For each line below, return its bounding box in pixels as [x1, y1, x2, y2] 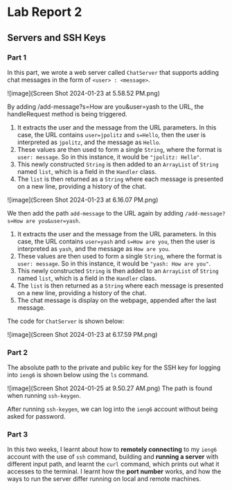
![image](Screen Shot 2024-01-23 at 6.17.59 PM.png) [7, 330, 158, 338]
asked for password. [7, 412, 66, 421]
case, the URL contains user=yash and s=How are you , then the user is [17, 237, 215, 245]
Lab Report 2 [7, 4, 82, 20]
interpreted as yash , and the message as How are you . [17, 244, 170, 253]
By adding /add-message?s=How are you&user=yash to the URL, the [7, 102, 204, 111]
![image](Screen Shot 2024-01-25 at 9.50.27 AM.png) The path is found [7, 384, 213, 392]
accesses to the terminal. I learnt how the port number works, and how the [7, 467, 222, 475]
